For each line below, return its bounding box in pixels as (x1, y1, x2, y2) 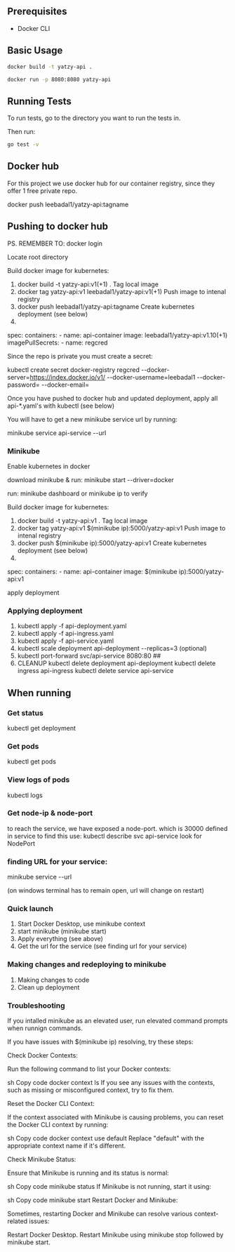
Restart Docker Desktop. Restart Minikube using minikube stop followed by (7, 1231, 224, 1239)
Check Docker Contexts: (7, 1051, 79, 1060)
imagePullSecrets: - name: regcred (7, 338, 108, 347)
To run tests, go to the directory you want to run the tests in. (7, 114, 181, 122)
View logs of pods (7, 775, 70, 785)
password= (7, 380, 40, 389)
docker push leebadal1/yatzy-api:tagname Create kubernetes (17, 302, 195, 311)
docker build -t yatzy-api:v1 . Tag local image (17, 516, 148, 525)
